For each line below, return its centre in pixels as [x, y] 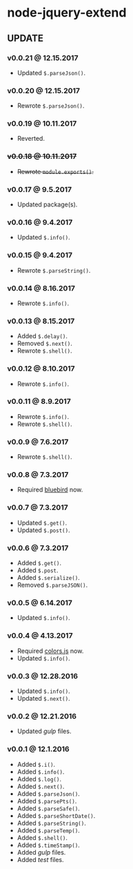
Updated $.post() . [43, 530]
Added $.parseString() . [51, 823]
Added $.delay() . [42, 336]
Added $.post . [38, 570]
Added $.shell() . [42, 837]
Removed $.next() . [44, 344]
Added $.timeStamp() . [49, 845]
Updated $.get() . [42, 523]
